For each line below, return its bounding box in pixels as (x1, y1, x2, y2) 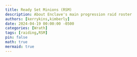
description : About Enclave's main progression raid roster (5, 12, 133, 17)
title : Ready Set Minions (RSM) (5, 7, 72, 12)
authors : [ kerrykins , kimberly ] (5, 16, 70, 21)
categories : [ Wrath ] (5, 26, 48, 31)
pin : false (5, 35, 28, 40)
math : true (5, 40, 28, 45)
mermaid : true (5, 44, 35, 49)
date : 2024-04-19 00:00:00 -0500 (5, 21, 74, 26)
